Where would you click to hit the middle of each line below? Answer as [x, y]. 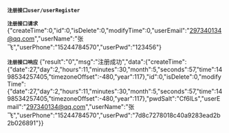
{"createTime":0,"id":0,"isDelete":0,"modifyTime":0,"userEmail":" [99, 31]
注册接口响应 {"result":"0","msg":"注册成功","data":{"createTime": [97, 62]
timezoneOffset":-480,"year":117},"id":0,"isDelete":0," [127, 77]
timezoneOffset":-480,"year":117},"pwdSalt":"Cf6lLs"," [128, 98]
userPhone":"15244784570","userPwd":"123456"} [90, 47]
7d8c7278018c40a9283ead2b [178, 115]
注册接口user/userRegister [44, 10]
